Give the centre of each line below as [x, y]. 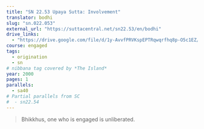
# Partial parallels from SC [43, 96]
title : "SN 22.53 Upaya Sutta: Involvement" [63, 12]
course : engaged [27, 46]
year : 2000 [20, 74]
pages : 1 [17, 79]
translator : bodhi [29, 18]
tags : [13, 51]
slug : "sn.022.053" [31, 23]
